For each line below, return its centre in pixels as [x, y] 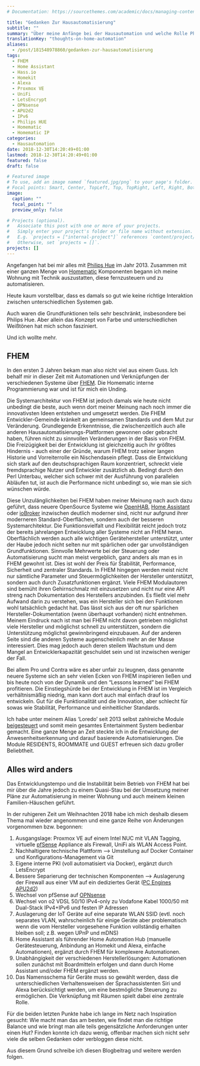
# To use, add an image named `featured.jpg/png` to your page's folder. [100, 182]
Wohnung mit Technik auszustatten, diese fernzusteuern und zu [85, 277]
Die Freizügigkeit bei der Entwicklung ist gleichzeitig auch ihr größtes [91, 445]
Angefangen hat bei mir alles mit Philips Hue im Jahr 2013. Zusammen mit [97, 265]
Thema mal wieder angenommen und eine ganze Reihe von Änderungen [95, 821]
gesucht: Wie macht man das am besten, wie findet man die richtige [90, 1020]
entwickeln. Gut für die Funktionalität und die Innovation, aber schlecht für [97, 701]
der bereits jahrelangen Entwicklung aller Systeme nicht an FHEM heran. [95, 532]
